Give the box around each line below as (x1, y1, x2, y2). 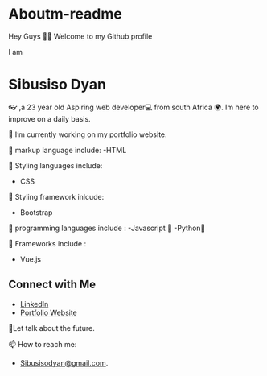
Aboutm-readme (8, 5, 122, 23)
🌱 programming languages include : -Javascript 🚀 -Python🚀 (8, 223, 206, 233)
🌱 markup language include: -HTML (8, 145, 127, 155)
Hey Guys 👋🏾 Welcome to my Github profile (8, 31, 153, 41)
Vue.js (19, 254, 42, 264)
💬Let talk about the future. (8, 323, 95, 333)
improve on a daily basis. (8, 114, 91, 123)
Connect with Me (8, 278, 97, 291)
